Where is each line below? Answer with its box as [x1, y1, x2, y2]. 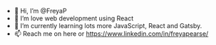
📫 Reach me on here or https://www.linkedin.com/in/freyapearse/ [14, 30, 209, 38]
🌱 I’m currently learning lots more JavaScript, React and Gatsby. [14, 22, 202, 30]
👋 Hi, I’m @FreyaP [14, 7, 67, 15]
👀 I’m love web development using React [14, 14, 134, 22]
